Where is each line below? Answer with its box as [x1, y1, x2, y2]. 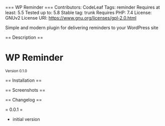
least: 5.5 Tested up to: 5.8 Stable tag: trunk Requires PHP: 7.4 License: [5, 10, 152, 16]
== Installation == [5, 77, 42, 83]
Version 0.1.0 [5, 68, 28, 73]
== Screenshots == [5, 87, 46, 93]
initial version [12, 116, 40, 122]
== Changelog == [5, 96, 42, 102]
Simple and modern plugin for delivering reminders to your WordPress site [5, 25, 159, 31]
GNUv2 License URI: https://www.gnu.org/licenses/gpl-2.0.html [5, 15, 137, 21]
